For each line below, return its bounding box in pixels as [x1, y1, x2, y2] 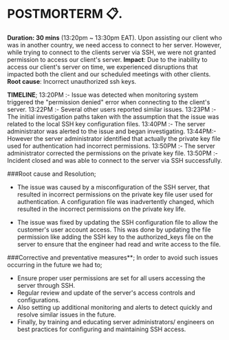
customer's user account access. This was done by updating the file [17, 225, 211, 234]
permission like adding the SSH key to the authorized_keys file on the [17, 232, 214, 241]
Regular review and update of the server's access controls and [17, 288, 195, 297]
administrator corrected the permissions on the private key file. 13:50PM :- [7, 149, 218, 157]
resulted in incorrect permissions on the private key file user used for [17, 190, 213, 199]
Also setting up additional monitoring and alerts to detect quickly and [17, 303, 213, 311]
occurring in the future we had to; [7, 260, 102, 269]
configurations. [17, 295, 61, 304]
